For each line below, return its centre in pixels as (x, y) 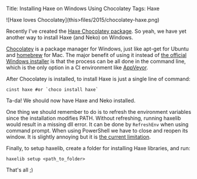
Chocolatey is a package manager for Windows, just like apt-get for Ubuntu (98, 49)
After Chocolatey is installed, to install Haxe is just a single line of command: (98, 79)
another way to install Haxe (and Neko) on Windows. (70, 37)
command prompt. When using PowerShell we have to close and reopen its (97, 131)
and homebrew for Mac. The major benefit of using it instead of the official (96, 55)
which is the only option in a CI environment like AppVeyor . (77, 67)
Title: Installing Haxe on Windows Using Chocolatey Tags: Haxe (83, 9)
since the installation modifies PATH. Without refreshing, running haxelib (94, 118)
